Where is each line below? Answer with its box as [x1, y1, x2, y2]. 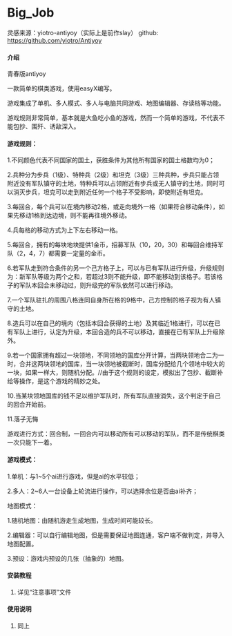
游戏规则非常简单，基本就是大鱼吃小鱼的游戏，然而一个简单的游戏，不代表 [7, 114, 219, 122]
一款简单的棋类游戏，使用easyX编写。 [7, 84, 116, 93]
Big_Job [7, 5, 55, 21]
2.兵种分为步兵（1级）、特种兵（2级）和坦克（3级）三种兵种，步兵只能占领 [7, 171, 220, 179]
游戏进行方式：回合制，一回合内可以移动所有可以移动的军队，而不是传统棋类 [7, 430, 225, 438]
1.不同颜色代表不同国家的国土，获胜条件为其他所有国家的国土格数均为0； [7, 156, 215, 164]
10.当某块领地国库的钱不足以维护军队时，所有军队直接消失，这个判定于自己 [7, 392, 221, 400]
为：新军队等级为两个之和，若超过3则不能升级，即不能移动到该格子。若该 [7, 273, 217, 281]
